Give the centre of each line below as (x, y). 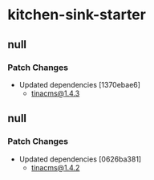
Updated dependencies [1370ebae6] (80, 84)
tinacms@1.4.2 (55, 167)
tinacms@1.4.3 (55, 93)
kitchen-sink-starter (77, 15)
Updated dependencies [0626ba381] (80, 159)
